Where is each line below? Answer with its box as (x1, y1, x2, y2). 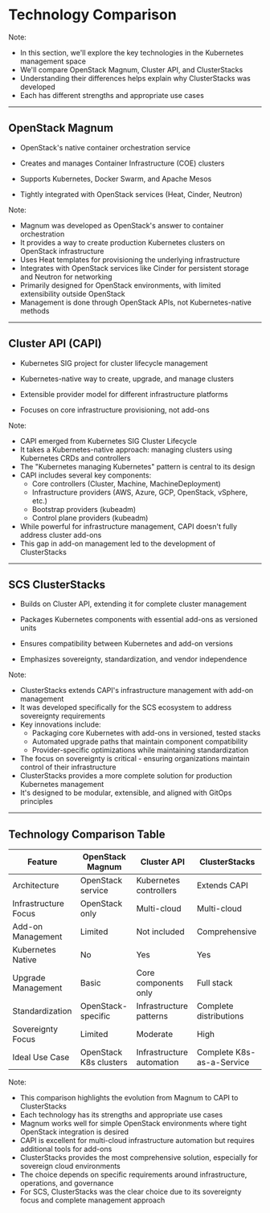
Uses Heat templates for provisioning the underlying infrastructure (19, 255, 240, 264)
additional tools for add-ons (19, 1144, 112, 1154)
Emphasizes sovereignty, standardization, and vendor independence (19, 654, 247, 664)
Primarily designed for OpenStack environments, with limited (19, 280, 221, 290)
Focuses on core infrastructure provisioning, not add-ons (19, 404, 211, 415)
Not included (136, 926, 185, 937)
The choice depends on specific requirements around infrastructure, (19, 1170, 247, 1179)
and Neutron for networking (19, 272, 112, 281)
